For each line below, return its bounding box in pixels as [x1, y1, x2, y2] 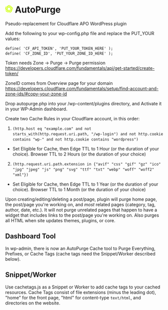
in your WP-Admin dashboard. [5, 106, 68, 112]
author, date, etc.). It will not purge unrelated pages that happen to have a [5, 207, 157, 213]
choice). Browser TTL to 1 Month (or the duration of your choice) [12, 186, 146, 192]
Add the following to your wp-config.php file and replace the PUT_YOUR [5, 30, 154, 36]
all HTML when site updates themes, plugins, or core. [5, 217, 116, 223]
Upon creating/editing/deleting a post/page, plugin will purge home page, [5, 196, 157, 202]
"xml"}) [12, 172, 29, 177]
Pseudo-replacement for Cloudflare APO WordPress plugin [5, 21, 127, 27]
